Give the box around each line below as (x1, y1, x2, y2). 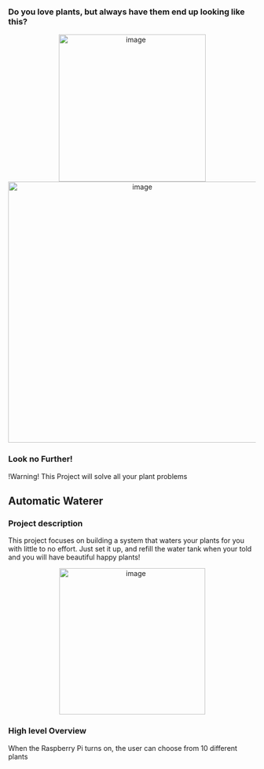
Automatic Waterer (8, 494, 104, 507)
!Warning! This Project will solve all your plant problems (8, 471, 188, 481)
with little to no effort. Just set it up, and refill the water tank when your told (8, 544, 252, 554)
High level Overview (8, 726, 86, 737)
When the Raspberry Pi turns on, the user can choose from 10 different (8, 743, 238, 752)
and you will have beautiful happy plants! (8, 552, 141, 562)
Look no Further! (8, 454, 73, 465)
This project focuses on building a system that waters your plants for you (8, 536, 245, 545)
